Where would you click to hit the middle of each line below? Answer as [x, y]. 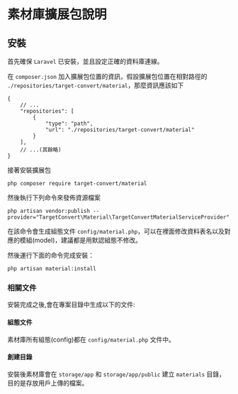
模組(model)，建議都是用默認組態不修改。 [80, 240]
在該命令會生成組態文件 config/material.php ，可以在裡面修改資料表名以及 [116, 231]
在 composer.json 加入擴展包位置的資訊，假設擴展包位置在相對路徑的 [107, 76]
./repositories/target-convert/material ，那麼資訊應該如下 [96, 85]
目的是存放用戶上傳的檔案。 [48, 383]
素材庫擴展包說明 [57, 15]
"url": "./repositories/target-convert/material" [120, 130]
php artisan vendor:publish [49, 211]
